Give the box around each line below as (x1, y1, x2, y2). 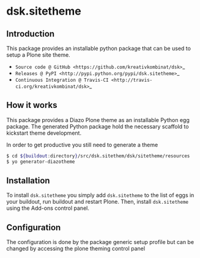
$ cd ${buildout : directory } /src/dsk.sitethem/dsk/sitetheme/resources (6, 152, 190, 159)
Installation (6, 175, 50, 185)
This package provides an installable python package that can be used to (6, 45, 191, 52)
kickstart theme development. (6, 129, 81, 137)
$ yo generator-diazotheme (6, 159, 75, 165)
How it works (6, 100, 57, 110)
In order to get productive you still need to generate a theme (6, 141, 158, 148)
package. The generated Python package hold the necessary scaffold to (6, 123, 189, 130)
